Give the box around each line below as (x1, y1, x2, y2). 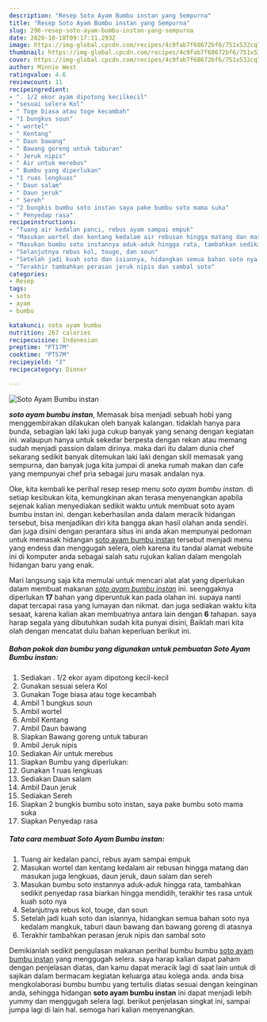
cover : (9, 56, 31, 64)
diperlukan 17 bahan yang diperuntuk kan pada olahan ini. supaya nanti (9, 592, 241, 602)
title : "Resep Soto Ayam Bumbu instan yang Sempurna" (9, 19, 191, 27)
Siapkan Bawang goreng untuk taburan (20, 731, 149, 741)
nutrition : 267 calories (9, 329, 91, 337)
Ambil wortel (20, 706, 63, 715)
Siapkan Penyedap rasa (20, 816, 98, 826)
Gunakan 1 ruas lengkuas (20, 766, 103, 775)
